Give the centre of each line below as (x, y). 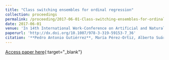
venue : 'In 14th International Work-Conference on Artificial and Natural (85, 28)
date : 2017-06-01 (23, 24)
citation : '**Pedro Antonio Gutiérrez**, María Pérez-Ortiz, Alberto (80, 38)
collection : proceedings (31, 14)
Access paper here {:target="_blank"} (44, 52)
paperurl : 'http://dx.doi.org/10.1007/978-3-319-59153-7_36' (71, 33)
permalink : (17, 19)
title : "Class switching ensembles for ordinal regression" (70, 10)
